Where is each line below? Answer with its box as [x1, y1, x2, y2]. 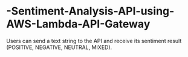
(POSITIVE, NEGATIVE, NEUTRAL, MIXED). [6, 44, 112, 51]
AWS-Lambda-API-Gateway [6, 17, 151, 31]
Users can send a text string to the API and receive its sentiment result [6, 37, 182, 44]
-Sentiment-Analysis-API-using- [6, 4, 175, 18]
